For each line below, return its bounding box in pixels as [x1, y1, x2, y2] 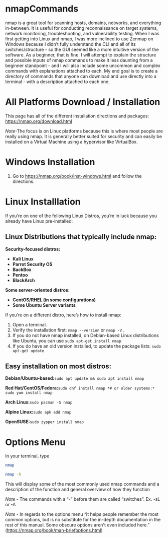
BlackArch [12, 277, 35, 283]
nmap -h [5, 472, 22, 477]
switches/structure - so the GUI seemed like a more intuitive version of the [5, 46, 159, 52]
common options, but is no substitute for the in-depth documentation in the [5, 517, 161, 523]
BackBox [12, 266, 32, 273]
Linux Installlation [5, 196, 81, 207]
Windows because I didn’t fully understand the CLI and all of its [5, 41, 136, 47]
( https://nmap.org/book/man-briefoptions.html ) [5, 527, 103, 533]
